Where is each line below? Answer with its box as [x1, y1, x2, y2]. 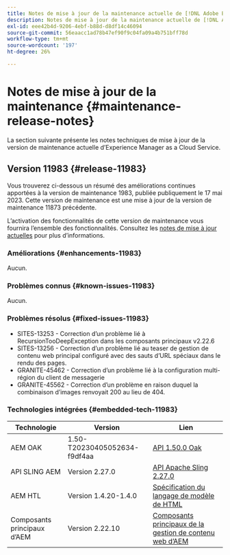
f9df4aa [67, 451, 94, 461]
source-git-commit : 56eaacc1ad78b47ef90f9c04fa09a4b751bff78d [7, 29, 188, 36]
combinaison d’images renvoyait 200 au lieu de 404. [16, 387, 166, 396]
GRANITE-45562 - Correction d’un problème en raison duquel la [16, 381, 199, 389]
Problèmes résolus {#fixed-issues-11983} [7, 314, 149, 324]
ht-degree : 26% [7, 49, 51, 56]
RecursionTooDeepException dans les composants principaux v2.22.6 [16, 337, 215, 345]
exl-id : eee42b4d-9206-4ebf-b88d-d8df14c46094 [7, 23, 142, 30]
